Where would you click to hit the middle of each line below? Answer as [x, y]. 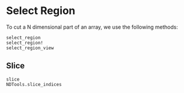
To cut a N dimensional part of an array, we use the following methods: [92, 27]
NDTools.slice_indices [34, 84]
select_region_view [30, 48]
